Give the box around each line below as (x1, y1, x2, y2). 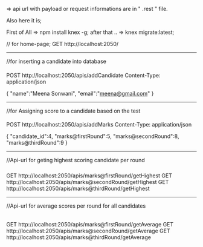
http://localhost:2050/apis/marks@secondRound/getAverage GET (6, 227, 170, 235)
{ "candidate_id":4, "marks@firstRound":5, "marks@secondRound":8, (6, 133, 179, 140)
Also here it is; (6, 17, 42, 24)
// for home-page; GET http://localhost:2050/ (6, 41, 119, 47)
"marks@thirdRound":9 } (6, 139, 68, 147)
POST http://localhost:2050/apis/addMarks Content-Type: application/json (6, 121, 192, 128)
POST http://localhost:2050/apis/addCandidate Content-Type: (6, 71, 161, 79)
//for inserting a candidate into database (6, 58, 107, 65)
